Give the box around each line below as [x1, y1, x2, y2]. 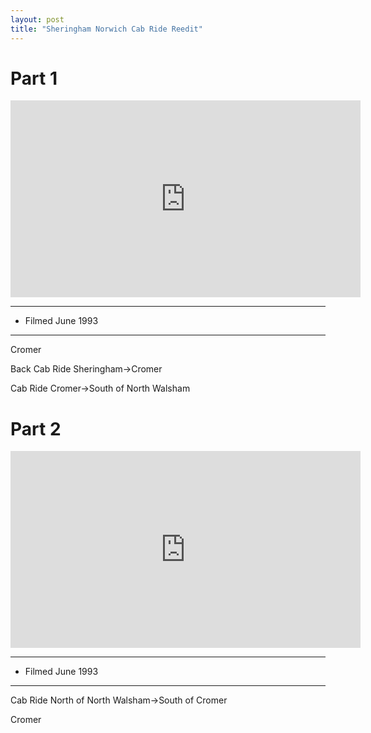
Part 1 [10, 67, 58, 90]
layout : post [10, 14, 65, 25]
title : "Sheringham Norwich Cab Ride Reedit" [10, 24, 203, 34]
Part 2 [10, 417, 62, 440]
